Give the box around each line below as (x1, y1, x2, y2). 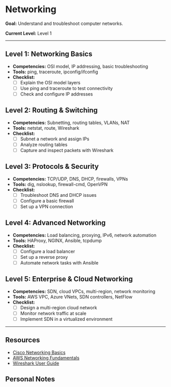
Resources (5, 336, 40, 344)
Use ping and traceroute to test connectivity (20, 85, 113, 91)
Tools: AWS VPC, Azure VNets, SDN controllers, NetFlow (12, 293, 133, 300)
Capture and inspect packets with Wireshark (20, 147, 113, 153)
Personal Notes (5, 375, 55, 383)
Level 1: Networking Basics (5, 50, 93, 58)
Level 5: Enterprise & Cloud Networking (5, 275, 133, 283)
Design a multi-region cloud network (20, 304, 98, 311)
